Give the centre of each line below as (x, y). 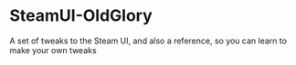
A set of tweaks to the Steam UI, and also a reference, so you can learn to (148, 41)
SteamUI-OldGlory (81, 16)
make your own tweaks (53, 50)
